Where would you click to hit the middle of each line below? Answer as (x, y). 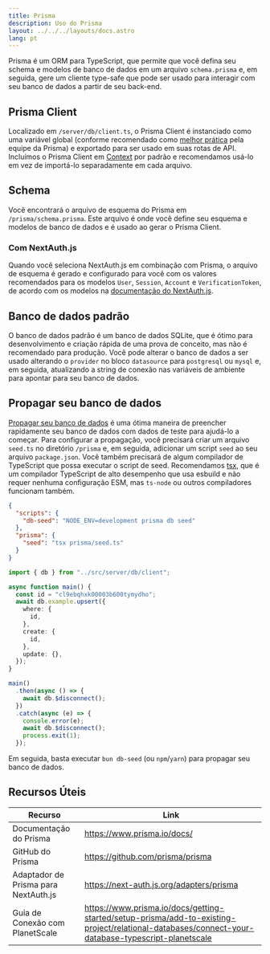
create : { (39, 631)
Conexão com (39, 923)
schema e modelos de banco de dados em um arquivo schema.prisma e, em (133, 70)
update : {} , (43, 654)
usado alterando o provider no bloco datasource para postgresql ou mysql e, (135, 361)
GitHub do (31, 851)
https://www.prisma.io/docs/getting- (154, 907)
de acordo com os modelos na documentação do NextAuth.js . (111, 291)
